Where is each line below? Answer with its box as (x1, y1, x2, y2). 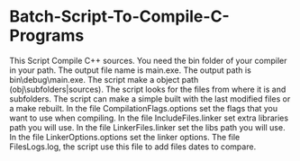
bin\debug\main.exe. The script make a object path (9, 74, 199, 85)
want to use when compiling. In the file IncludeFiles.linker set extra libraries (9, 112, 289, 123)
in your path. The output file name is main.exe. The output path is (9, 65, 252, 76)
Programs (9, 25, 85, 46)
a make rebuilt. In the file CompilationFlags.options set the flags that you (9, 103, 278, 113)
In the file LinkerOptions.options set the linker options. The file (9, 131, 241, 142)
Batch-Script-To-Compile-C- (9, 6, 230, 27)
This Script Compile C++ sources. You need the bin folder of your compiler (9, 55, 287, 66)
